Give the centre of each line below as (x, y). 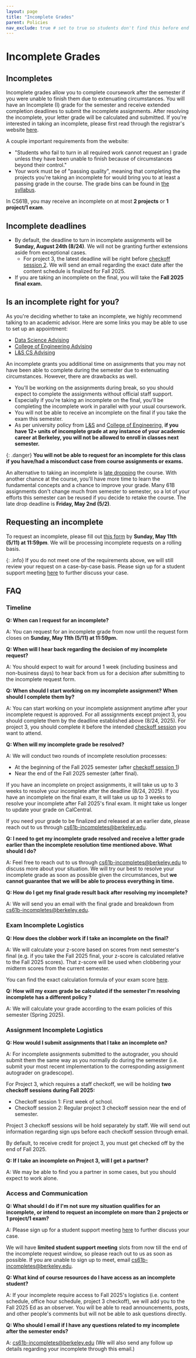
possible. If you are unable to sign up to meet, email (68, 1260)
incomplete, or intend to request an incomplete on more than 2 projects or (97, 1212)
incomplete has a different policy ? (49, 997)
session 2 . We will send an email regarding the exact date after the (103, 265)
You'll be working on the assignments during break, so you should (94, 387)
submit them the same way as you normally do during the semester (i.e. (92, 1060)
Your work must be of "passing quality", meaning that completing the (97, 171)
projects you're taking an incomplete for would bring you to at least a (97, 178)
